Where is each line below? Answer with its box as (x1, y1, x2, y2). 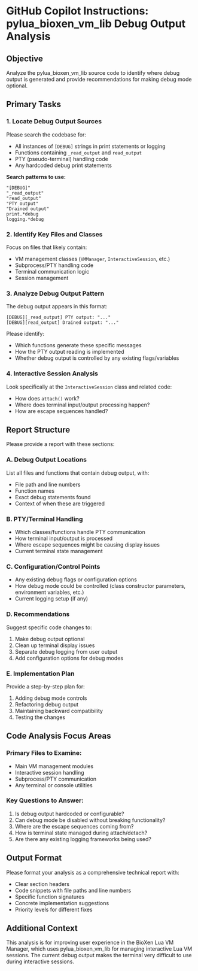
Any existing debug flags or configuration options (14, 576, 138, 583)
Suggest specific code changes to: (6, 624, 92, 631)
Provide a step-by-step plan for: (6, 682, 85, 690)
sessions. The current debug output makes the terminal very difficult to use (6, 952, 193, 959)
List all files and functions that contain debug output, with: (6, 469, 150, 477)
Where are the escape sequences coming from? (14, 823, 134, 830)
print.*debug (6, 211, 39, 217)
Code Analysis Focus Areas (6, 731, 111, 741)
